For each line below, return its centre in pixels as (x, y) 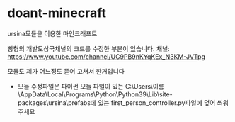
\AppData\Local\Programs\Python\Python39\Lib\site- (95, 94)
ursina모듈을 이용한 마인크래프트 (52, 33)
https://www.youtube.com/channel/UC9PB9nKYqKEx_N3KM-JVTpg (106, 56)
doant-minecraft (57, 13)
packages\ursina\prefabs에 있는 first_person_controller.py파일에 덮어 (116, 102)
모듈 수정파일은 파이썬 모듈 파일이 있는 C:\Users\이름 (91, 86)
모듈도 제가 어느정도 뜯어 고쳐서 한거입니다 (66, 71)
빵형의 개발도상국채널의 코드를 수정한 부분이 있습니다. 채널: (88, 48)
